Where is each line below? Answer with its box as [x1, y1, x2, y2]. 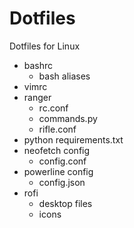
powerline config [23, 165, 94, 177]
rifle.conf [38, 123, 77, 135]
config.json [38, 176, 86, 188]
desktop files [38, 197, 93, 209]
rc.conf [38, 102, 69, 114]
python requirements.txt [23, 133, 124, 146]
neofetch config [23, 144, 91, 156]
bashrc [23, 59, 54, 71]
